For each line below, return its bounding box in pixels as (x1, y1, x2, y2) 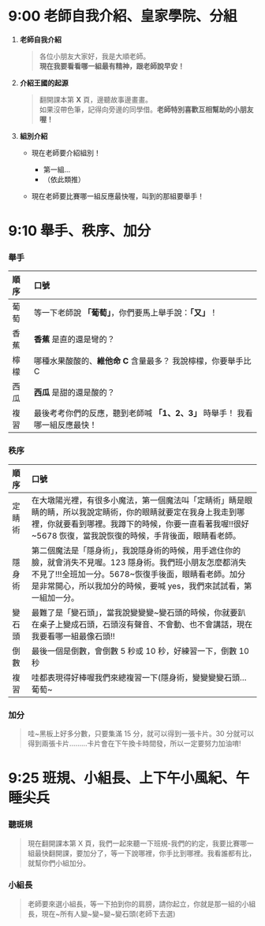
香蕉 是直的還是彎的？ (34, 334, 116, 345)
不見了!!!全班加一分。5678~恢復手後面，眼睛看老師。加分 (31, 568, 246, 579)
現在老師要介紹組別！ (31, 147, 101, 158)
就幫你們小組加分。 (27, 858, 91, 868)
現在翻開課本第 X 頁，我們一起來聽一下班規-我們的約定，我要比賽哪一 (27, 839, 254, 848)
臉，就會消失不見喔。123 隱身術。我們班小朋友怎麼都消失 (31, 556, 247, 567)
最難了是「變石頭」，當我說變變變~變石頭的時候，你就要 (31, 607, 238, 618)
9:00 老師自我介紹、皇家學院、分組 (8, 7, 237, 25)
